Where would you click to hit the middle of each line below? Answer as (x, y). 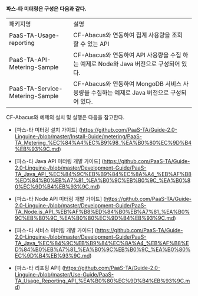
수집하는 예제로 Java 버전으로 (130, 92)
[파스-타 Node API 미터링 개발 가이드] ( (60, 199)
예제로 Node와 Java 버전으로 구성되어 (130, 64)
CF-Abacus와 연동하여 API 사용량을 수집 (127, 55)
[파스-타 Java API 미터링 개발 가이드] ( (59, 161)
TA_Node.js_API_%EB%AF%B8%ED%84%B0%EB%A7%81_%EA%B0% (102, 212)
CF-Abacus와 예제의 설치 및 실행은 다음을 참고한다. (65, 117)
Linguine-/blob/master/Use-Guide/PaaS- (64, 274)
